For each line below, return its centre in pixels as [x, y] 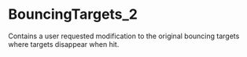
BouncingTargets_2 [73, 14]
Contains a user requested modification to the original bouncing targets [124, 36]
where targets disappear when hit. [64, 44]
